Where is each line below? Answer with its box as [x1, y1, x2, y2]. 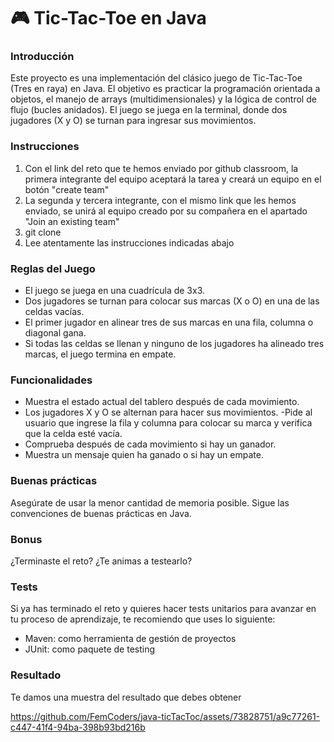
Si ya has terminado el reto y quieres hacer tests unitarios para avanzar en [10, 603, 317, 615]
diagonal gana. [24, 327, 87, 339]
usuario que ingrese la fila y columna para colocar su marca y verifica [24, 417, 313, 429]
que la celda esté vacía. [24, 428, 123, 440]
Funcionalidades [10, 373, 93, 387]
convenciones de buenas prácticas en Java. [10, 507, 192, 519]
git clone [24, 226, 62, 238]
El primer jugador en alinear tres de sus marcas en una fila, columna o [24, 316, 314, 329]
